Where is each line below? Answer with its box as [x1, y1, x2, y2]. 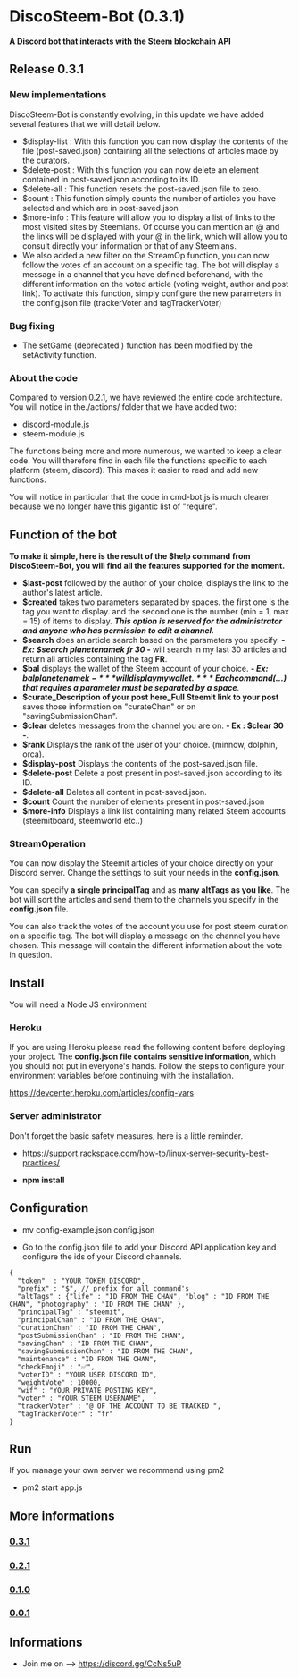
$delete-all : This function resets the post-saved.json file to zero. [21, 183, 262, 194]
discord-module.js [21, 419, 90, 430]
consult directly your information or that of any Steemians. [21, 240, 237, 251]
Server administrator [9, 1110, 102, 1123]
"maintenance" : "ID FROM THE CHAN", [17, 1354, 158, 1363]
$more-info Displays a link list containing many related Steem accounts [21, 806, 286, 817]
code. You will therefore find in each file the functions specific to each [9, 455, 268, 466]
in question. [9, 950, 53, 961]
